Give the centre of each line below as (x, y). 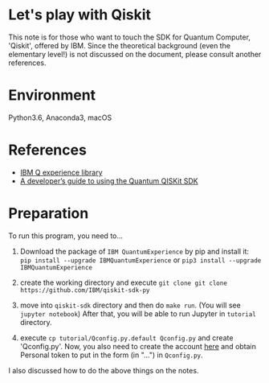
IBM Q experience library (61, 172)
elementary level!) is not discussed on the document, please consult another (135, 54)
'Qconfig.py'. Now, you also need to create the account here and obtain (138, 346)
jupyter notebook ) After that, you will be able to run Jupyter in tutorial (138, 313)
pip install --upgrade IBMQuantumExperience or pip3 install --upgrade (141, 260)
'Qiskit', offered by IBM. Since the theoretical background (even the (120, 45)
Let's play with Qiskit (79, 15)
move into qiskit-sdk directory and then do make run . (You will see (130, 305)
